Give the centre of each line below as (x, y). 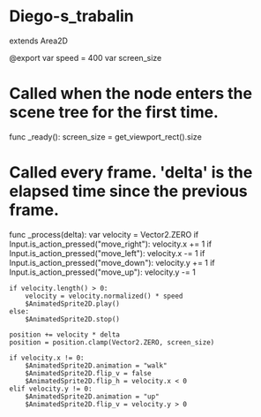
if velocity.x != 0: (47, 358)
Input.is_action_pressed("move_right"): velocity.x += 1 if (111, 244)
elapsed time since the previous (129, 191)
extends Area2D (39, 41)
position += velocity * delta (65, 334)
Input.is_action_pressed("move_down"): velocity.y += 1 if (112, 262)
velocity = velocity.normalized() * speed (104, 296)
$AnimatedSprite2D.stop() (73, 319)
